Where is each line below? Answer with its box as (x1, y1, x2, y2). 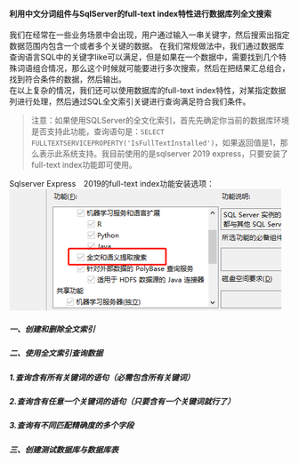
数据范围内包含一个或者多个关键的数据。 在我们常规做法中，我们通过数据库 (9, 41, 285, 52)
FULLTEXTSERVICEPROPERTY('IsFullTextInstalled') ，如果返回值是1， (30, 138, 280, 148)
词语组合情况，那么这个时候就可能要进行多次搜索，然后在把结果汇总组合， (16, 63, 290, 74)
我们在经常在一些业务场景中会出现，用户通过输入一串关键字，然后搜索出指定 (9, 29, 290, 40)
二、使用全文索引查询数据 (9, 347, 103, 359)
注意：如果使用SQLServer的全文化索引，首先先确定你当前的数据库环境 (30, 116, 290, 126)
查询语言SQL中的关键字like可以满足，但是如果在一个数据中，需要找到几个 (9, 52, 279, 62)
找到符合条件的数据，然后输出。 (9, 74, 126, 84)
